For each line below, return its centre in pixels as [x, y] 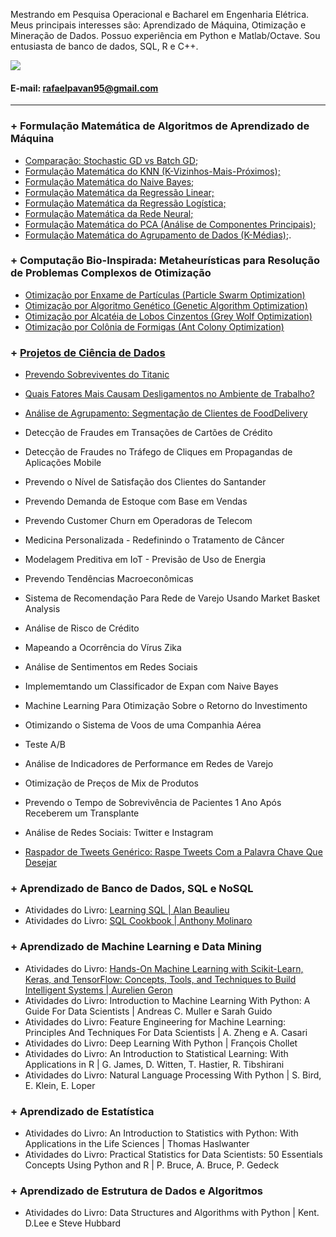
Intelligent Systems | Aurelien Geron [98, 990]
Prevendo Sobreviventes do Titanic [97, 375]
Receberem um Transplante [82, 813]
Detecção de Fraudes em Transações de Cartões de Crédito [148, 433]
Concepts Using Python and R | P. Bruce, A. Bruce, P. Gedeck [152, 1165]
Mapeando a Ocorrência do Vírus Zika [103, 648]
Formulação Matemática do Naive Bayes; [109, 181]
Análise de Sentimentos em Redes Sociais [111, 667]
